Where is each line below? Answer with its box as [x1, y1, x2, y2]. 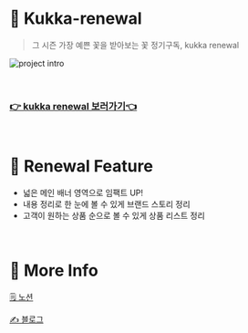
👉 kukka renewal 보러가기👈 [9, 99, 138, 112]
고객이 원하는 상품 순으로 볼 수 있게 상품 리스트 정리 [22, 210, 205, 222]
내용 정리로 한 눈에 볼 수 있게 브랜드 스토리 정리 [22, 199, 191, 210]
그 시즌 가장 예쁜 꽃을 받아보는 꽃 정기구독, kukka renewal [31, 39, 240, 50]
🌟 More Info [9, 260, 98, 281]
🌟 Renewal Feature [9, 156, 153, 177]
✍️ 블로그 [9, 314, 44, 325]
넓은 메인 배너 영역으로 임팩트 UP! [22, 187, 144, 199]
